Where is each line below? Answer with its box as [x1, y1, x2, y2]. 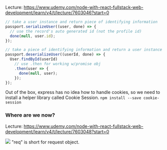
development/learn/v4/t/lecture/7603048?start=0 [5, 128, 110, 134]
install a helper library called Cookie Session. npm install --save [5, 94, 142, 101]
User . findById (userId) [10, 57, 58, 62]
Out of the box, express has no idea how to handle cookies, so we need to [5, 89, 160, 95]
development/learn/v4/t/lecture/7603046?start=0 [5, 10, 110, 16]
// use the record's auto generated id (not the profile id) [10, 29, 142, 34]
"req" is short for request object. [11, 139, 80, 145]
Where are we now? [5, 112, 55, 119]
